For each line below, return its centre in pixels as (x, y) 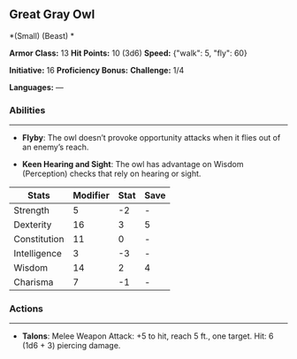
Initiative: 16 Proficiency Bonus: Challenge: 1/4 (97, 70)
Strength (32, 210)
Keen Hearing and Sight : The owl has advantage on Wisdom (133, 164)
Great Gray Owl (52, 15)
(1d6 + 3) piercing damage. (71, 346)
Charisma (34, 282)
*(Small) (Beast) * (42, 35)
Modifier (91, 195)
